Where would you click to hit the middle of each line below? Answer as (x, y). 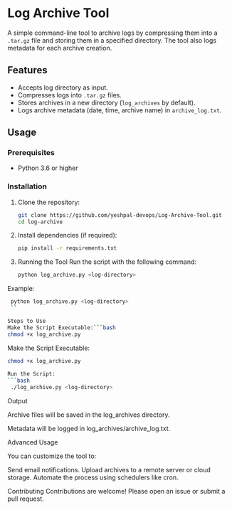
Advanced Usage (33, 442)
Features (27, 70)
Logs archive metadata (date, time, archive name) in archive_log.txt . (120, 110)
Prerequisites (31, 153)
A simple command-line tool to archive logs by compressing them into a (113, 33)
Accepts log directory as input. (63, 87)
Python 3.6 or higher (48, 168)
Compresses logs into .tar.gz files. (70, 95)
